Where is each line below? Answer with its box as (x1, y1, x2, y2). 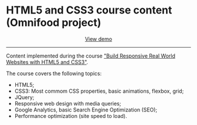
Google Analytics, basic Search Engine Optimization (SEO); (14, 106, 158, 113)
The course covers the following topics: (6, 70, 102, 77)
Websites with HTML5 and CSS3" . (6, 58, 89, 65)
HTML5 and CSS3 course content (6, 4, 172, 17)
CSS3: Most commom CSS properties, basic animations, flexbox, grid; (14, 87, 184, 94)
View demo (84, 35, 113, 42)
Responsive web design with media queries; (14, 100, 121, 107)
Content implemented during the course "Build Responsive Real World (6, 52, 176, 59)
